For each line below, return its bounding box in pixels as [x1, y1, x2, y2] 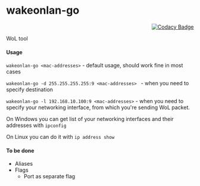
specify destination [6, 86, 54, 93]
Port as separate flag [23, 173, 76, 180]
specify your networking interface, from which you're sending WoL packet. [6, 104, 190, 111]
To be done [6, 147, 35, 154]
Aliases [14, 160, 33, 168]
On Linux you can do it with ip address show [6, 134, 115, 141]
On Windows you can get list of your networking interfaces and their [6, 116, 174, 123]
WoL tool [6, 35, 28, 42]
